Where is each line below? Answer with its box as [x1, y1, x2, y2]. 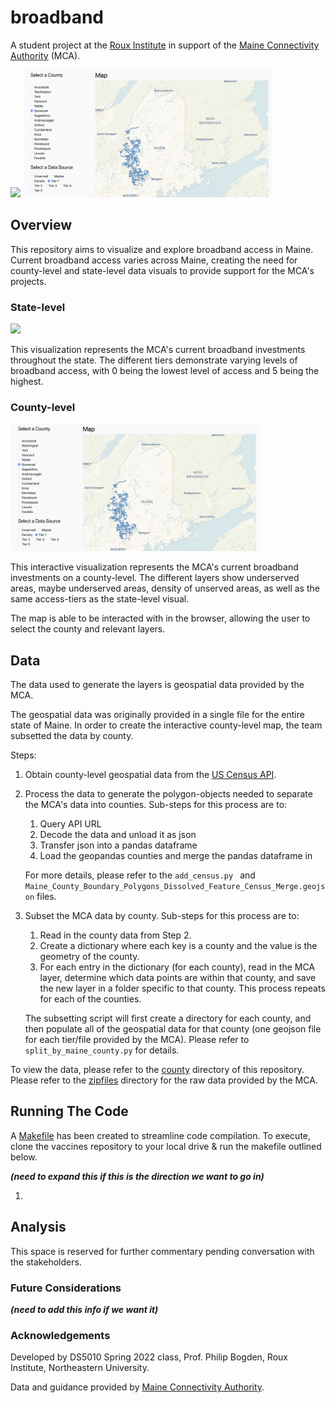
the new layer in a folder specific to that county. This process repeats [39, 982, 326, 994]
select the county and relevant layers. [10, 623, 166, 635]
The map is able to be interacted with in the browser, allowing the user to [10, 612, 311, 625]
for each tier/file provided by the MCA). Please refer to [24, 1033, 250, 1045]
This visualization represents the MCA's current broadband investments [10, 343, 306, 355]
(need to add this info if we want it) [10, 1303, 159, 1315]
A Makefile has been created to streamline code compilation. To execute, [10, 1129, 312, 1141]
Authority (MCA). [10, 49, 81, 61]
